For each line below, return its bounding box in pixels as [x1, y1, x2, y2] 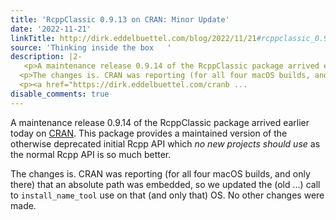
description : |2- [10, 52, 83, 62]
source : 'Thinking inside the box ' [10, 42, 172, 53]
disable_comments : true [10, 89, 110, 99]
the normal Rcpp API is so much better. [10, 148, 172, 160]
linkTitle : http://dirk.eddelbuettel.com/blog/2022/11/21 [10, 33, 257, 43]
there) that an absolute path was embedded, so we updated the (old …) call [10, 178, 321, 190]
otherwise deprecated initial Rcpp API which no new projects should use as [10, 137, 321, 150]
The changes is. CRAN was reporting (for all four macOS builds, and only [10, 167, 311, 180]
